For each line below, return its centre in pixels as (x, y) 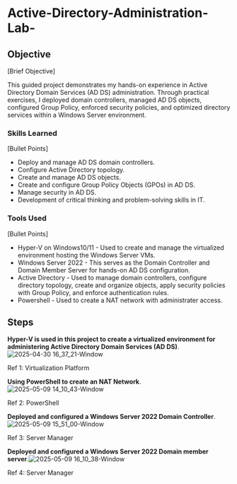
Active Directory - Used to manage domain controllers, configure (112, 277)
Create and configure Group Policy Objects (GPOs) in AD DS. (106, 185)
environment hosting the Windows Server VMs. (86, 255)
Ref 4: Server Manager (41, 473)
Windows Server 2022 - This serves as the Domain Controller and (114, 263)
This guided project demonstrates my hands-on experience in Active (108, 85)
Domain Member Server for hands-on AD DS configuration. (104, 270)
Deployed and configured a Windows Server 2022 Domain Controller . (111, 417)
